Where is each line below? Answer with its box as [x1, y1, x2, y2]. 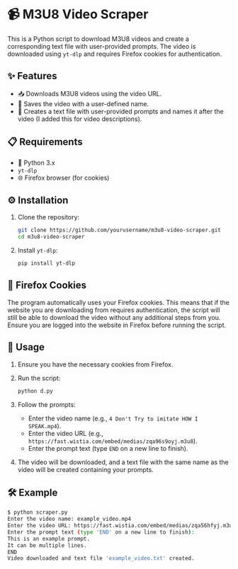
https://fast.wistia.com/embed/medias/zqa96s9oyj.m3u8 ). [28, 437, 198, 445]
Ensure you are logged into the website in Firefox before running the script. [7, 321, 227, 329]
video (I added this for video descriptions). [17, 115, 142, 123]
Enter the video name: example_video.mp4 [7, 515, 132, 523]
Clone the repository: [17, 213, 80, 222]
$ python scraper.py [7, 509, 69, 516]
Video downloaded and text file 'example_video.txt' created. [7, 555, 195, 562]
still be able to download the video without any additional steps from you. [7, 313, 221, 321]
